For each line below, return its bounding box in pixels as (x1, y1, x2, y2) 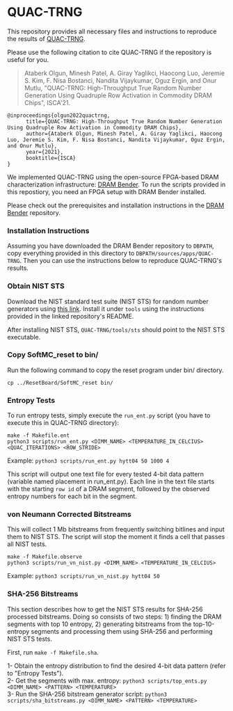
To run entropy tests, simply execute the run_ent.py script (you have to (7, 411, 211, 420)
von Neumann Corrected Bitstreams (7, 509, 132, 519)
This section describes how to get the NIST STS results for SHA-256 (7, 605, 203, 613)
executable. (7, 333, 41, 341)
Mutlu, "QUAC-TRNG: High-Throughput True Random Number (24, 83, 202, 92)
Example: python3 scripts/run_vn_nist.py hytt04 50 (7, 572, 160, 580)
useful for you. (7, 55, 49, 63)
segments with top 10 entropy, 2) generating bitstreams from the (7, 620, 192, 628)
